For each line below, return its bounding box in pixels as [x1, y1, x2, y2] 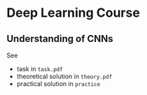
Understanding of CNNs [6, 33, 113, 45]
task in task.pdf [16, 65, 64, 73]
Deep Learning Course [6, 5, 141, 21]
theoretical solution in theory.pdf [16, 72, 113, 80]
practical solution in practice [16, 80, 101, 88]
